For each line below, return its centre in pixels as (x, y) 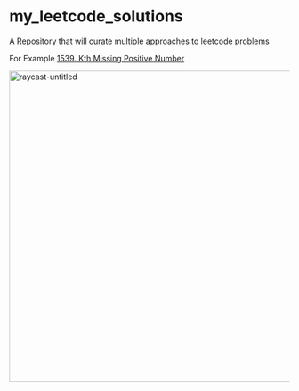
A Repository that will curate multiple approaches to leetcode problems (139, 41)
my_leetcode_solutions (97, 16)
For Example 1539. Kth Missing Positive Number (97, 58)
